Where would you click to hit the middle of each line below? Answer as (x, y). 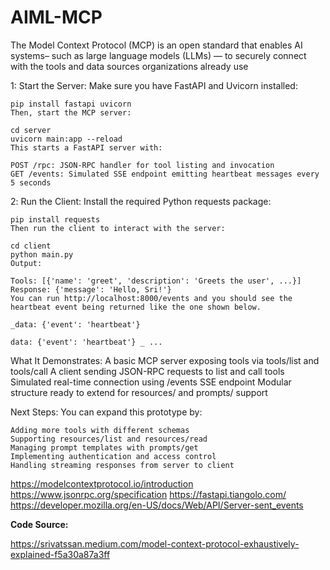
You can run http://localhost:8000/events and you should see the (151, 298)
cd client (31, 246)
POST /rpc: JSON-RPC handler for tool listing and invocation (142, 165)
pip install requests (55, 219)
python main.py (42, 254)
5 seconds (31, 182)
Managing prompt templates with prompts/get (104, 447)
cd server (31, 130)
